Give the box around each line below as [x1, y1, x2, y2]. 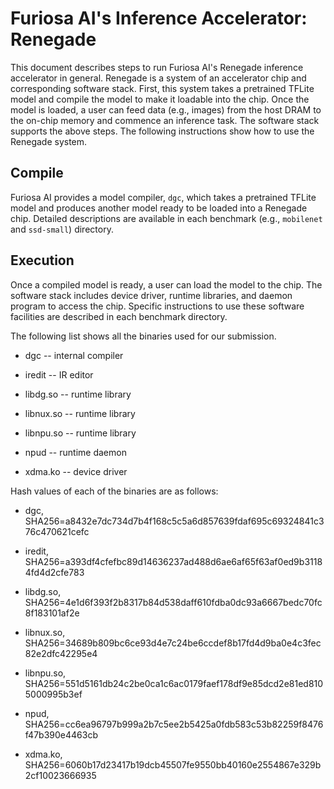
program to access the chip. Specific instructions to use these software [10, 300, 305, 312]
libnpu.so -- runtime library [24, 427, 137, 439]
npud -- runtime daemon [24, 446, 127, 458]
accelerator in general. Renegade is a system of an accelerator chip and [10, 72, 307, 84]
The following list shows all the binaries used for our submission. [10, 330, 277, 342]
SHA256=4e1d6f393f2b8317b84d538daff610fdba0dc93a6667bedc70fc [24, 596, 323, 608]
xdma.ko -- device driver [24, 465, 128, 477]
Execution [10, 252, 75, 269]
